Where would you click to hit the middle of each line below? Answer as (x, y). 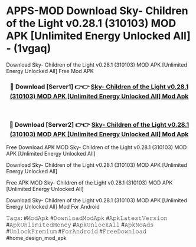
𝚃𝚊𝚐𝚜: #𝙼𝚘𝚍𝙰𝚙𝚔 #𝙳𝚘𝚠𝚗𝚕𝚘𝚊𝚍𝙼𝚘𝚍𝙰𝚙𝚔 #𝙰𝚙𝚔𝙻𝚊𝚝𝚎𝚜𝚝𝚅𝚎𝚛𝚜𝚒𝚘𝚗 (87, 218)
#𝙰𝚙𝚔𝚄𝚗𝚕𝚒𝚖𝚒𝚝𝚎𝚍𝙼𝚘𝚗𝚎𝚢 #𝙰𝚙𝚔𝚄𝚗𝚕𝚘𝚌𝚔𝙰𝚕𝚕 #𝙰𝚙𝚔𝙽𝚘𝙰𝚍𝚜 (80, 225)
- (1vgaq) (29, 49)
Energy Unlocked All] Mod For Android (53, 206)
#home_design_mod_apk (36, 238)
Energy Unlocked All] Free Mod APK (50, 71)
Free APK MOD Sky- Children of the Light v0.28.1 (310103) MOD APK (89, 182)
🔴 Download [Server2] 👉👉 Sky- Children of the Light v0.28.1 (99, 125)
